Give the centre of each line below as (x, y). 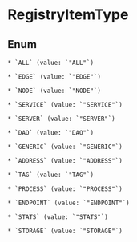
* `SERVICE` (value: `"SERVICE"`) (65, 105)
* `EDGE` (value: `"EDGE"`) (54, 77)
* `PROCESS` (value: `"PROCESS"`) (65, 189)
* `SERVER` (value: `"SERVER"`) (61, 119)
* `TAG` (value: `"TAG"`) (50, 175)
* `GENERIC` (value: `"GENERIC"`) (65, 147)
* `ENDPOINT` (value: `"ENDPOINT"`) (68, 203)
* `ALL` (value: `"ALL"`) (50, 63)
